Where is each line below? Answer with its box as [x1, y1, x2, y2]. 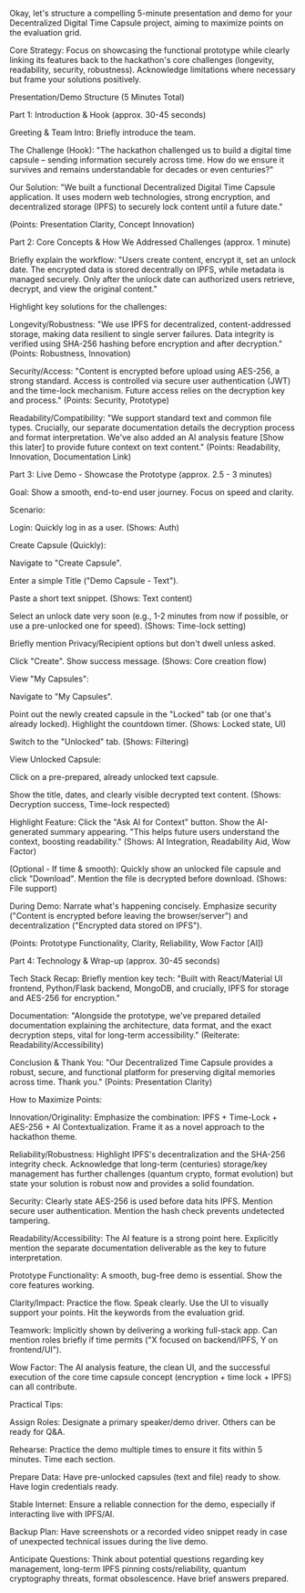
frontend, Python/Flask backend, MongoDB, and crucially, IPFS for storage [9, 983, 290, 994]
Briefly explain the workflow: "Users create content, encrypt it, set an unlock [9, 255, 297, 265]
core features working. [9, 1280, 95, 1291]
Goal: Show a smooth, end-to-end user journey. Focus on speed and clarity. [9, 487, 294, 497]
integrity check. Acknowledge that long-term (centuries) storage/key [9, 1159, 268, 1169]
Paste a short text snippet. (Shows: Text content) [9, 593, 193, 604]
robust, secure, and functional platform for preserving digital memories [9, 1067, 276, 1077]
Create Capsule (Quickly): [9, 540, 107, 551]
